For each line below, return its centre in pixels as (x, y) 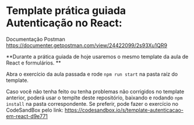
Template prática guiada (66, 11)
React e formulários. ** (33, 63)
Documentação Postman (36, 39)
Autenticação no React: (64, 23)
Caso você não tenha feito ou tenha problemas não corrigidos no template (95, 91)
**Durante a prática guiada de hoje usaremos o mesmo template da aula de (97, 56)
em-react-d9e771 (27, 116)
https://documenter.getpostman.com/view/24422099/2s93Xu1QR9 (87, 45)
